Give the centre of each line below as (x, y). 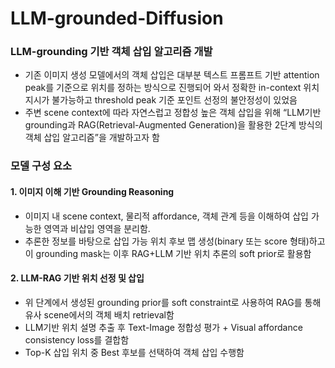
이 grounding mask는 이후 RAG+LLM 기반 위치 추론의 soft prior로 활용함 (168, 253)
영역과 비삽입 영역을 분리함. (97, 228)
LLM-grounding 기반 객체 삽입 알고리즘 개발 (111, 52)
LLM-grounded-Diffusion (117, 18)
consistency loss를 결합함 (77, 339)
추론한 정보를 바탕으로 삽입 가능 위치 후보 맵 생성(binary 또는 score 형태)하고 (175, 241)
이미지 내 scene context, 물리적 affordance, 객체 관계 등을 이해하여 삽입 (166, 216)
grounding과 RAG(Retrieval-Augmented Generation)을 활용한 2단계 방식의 (173, 125)
